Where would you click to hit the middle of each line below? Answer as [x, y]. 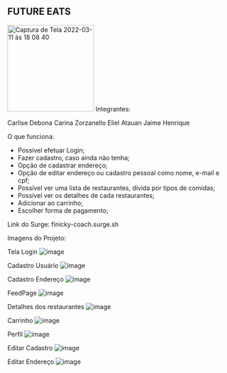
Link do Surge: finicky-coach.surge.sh [63, 224]
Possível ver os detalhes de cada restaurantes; [86, 195]
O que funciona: [31, 136]
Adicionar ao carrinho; [50, 203]
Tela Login [22, 252]
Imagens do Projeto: [37, 238]
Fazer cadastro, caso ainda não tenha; [73, 157]
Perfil [15, 334]
